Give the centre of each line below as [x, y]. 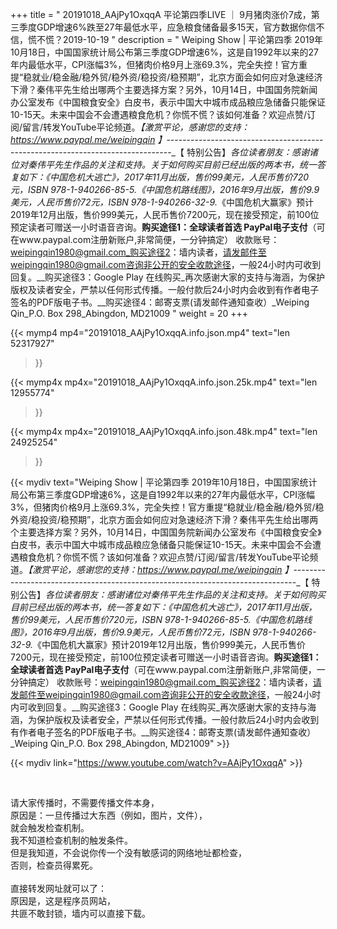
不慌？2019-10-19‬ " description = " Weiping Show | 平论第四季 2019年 [180, 39]
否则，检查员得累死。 [54, 865]
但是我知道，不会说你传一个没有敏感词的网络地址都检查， [128, 852]
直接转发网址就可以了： [58, 888]
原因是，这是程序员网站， [63, 901]
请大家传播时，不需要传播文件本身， [85, 802]
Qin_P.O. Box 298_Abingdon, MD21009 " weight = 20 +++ [129, 313]
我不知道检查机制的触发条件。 [71, 840]
